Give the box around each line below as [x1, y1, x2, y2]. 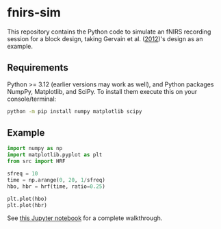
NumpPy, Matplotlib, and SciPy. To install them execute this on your [7, 87, 198, 95]
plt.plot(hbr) [7, 202, 48, 208]
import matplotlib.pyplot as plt [7, 152, 103, 158]
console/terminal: [7, 95, 57, 103]
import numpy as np [7, 145, 63, 152]
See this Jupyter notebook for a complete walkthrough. [7, 214, 163, 222]
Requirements [7, 62, 68, 73]
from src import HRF [7, 158, 66, 165]
